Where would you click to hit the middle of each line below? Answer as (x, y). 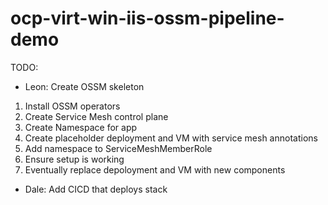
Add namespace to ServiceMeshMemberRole (118, 148)
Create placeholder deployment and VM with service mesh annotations (171, 138)
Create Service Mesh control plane (96, 116)
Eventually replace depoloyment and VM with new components (155, 169)
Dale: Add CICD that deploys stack (96, 189)
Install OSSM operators (72, 106)
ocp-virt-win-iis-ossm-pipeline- (147, 18)
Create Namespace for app (81, 127)
